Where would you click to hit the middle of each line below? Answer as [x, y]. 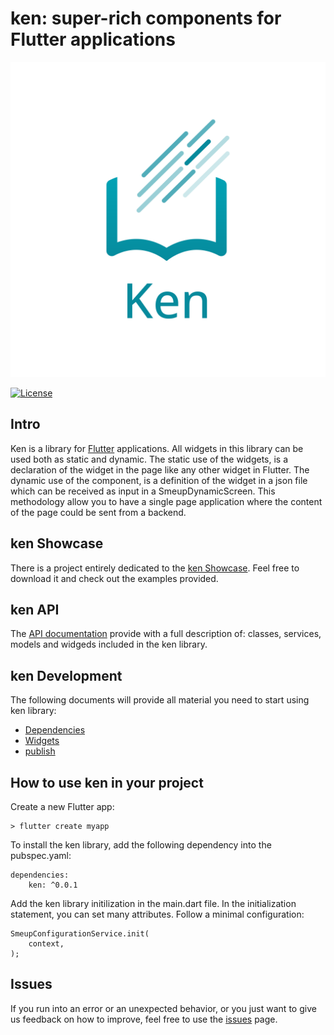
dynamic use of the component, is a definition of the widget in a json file [159, 480]
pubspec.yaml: [41, 855]
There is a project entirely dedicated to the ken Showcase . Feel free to [155, 568]
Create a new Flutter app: [62, 806]
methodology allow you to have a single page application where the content [166, 501]
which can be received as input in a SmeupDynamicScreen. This [143, 491]
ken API [35, 609]
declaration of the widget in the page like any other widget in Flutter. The [160, 469]
